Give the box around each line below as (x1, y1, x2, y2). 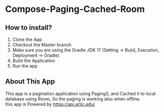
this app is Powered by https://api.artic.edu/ (5, 101, 95, 107)
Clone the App (12, 36, 42, 42)
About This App (5, 77, 55, 86)
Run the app (12, 63, 38, 69)
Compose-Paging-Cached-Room (5, 3, 145, 15)
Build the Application (12, 58, 55, 63)
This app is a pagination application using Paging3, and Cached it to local (5, 91, 156, 97)
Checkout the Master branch (12, 42, 71, 48)
